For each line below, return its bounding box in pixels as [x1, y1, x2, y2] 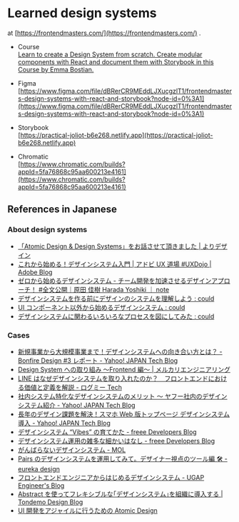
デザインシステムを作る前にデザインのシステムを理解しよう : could [17, 294, 215, 303]
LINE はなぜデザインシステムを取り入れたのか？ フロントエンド [17, 373, 208, 383]
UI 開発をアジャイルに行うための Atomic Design [17, 506, 158, 515]
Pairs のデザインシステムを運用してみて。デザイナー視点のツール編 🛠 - [17, 454, 228, 463]
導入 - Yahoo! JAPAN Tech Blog [17, 418, 111, 427]
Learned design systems [7, 5, 157, 21]
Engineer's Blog [17, 481, 65, 490]
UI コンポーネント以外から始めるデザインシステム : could [17, 303, 185, 311]
